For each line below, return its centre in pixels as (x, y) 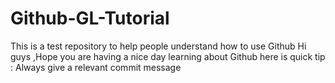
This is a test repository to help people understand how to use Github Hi (158, 46)
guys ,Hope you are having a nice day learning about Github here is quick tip (168, 56)
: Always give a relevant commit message (96, 67)
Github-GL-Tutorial (90, 18)
